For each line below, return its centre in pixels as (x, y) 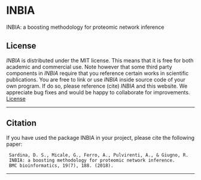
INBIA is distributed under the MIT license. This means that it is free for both (100, 60)
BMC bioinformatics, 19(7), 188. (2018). (61, 166)
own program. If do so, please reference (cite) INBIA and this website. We (97, 86)
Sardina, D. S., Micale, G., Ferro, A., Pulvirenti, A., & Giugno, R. (98, 155)
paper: (14, 144)
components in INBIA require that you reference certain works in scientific (98, 73)
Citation (22, 123)
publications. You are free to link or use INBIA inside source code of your (96, 79)
